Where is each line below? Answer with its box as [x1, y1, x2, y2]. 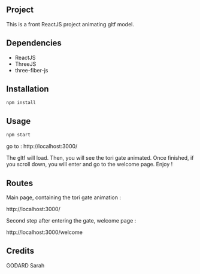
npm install [6, 100, 36, 106]
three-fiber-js [14, 66, 49, 74]
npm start [6, 132, 31, 138]
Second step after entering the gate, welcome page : [6, 217, 137, 224]
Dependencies [6, 38, 62, 48]
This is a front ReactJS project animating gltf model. [6, 20, 135, 28]
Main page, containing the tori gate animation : [6, 194, 122, 201]
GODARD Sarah [6, 261, 45, 269]
